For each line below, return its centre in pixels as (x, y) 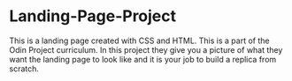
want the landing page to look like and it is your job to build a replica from (143, 59)
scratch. (24, 69)
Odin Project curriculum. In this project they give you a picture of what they (146, 49)
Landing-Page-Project (93, 16)
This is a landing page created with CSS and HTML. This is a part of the (139, 40)
